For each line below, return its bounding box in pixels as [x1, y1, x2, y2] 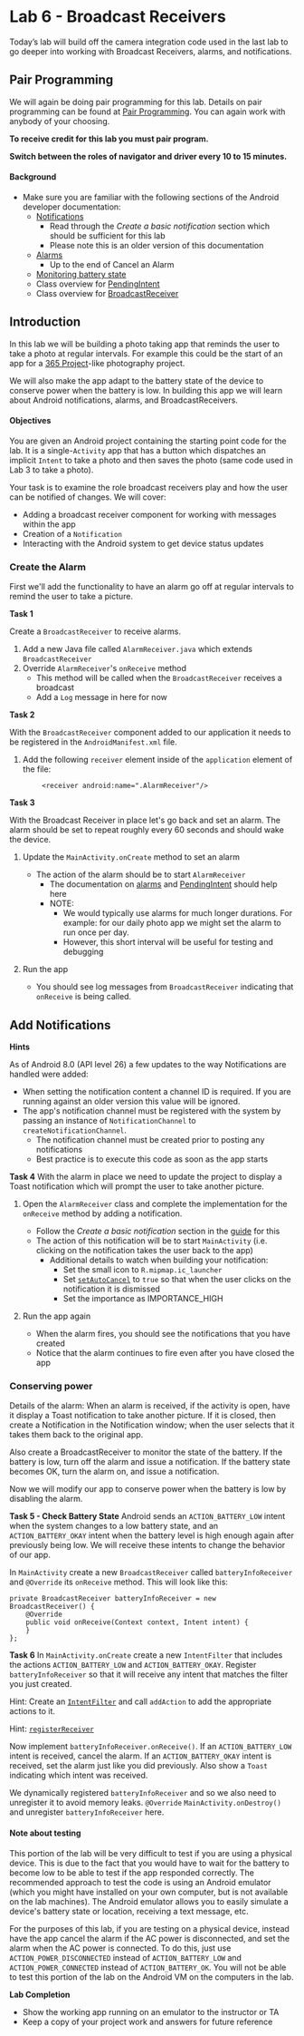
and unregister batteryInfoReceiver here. [9, 1807, 165, 1817]
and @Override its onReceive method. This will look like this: [9, 1576, 229, 1588]
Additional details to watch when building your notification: [49, 1254, 269, 1266]
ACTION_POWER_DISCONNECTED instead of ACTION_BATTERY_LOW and [9, 1952, 242, 1963]
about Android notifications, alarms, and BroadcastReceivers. [9, 395, 238, 405]
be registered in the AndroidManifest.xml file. [9, 736, 178, 747]
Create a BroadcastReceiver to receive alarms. [9, 626, 181, 637]
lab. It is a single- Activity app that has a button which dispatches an [9, 444, 267, 455]
